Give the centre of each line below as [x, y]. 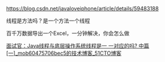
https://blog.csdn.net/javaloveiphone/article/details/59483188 [82, 9]
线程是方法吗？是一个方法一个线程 [48, 21]
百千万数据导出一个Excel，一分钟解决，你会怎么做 [68, 33]
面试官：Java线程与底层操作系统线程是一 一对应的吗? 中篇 [78, 46]
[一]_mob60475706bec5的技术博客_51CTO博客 [64, 53]
